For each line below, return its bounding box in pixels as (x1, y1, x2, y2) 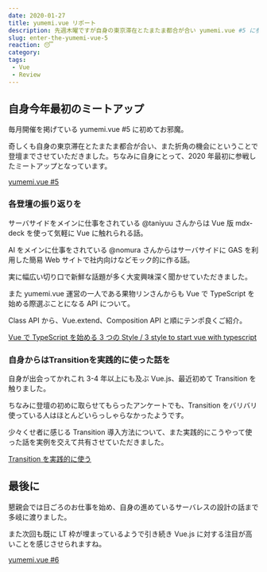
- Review (11, 71, 41, 79)
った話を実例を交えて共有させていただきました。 (8, 438, 168, 447)
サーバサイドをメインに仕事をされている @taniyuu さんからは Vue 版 (8, 218, 234, 227)
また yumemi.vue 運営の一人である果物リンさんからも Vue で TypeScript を (8, 288, 255, 298)
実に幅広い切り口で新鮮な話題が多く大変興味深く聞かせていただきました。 (8, 272, 252, 281)
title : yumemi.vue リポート (8, 19, 97, 27)
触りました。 (8, 384, 50, 393)
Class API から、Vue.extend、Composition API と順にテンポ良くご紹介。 (8, 315, 247, 325)
